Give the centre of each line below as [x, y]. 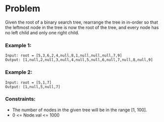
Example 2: [19, 72]
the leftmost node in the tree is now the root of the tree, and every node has [82, 27]
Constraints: [20, 99]
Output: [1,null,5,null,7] [33, 87]
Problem [23, 9]
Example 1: [18, 45]
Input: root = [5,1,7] [28, 82]
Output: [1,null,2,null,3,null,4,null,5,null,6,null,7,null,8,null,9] [79, 60]
